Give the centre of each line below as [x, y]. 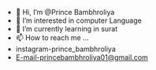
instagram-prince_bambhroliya [65, 49]
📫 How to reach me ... [52, 38]
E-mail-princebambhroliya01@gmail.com [82, 57]
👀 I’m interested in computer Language [78, 20]
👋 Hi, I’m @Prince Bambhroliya [65, 12]
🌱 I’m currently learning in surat [67, 29]
